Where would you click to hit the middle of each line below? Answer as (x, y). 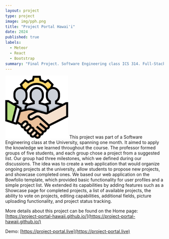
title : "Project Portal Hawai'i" (40, 27)
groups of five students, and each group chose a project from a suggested (82, 153)
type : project (20, 16)
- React (18, 53)
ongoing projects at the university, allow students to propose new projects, (82, 169)
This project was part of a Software (106, 137)
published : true (22, 37)
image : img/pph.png (26, 21)
